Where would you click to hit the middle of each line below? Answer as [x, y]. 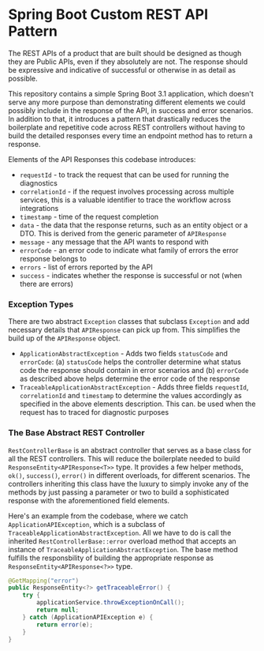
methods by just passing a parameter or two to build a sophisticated [119, 492]
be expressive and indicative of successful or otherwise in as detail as [122, 70]
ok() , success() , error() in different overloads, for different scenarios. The [129, 475]
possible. [23, 78]
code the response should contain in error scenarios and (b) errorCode [134, 371]
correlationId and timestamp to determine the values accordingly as [130, 396]
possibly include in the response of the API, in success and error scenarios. [131, 110]
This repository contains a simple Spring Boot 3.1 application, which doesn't [131, 93]
